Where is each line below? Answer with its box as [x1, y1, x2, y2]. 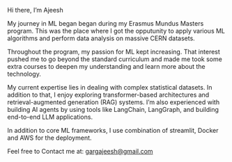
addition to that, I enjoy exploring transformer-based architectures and [7, 90, 210, 99]
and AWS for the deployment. [7, 133, 92, 142]
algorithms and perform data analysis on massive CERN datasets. [7, 34, 195, 42]
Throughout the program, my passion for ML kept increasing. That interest [7, 48, 221, 56]
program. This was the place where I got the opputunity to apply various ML [7, 27, 225, 35]
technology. [7, 70, 42, 78]
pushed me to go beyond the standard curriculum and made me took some [7, 55, 223, 63]
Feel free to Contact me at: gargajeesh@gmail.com [7, 147, 153, 155]
